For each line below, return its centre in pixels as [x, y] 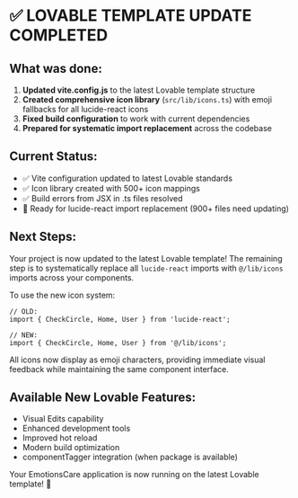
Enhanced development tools [76, 429]
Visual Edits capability [63, 419]
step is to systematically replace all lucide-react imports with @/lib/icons [146, 268]
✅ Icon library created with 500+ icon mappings [111, 188]
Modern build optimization [71, 448]
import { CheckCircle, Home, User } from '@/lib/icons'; [118, 342]
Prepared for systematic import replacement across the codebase [147, 128]
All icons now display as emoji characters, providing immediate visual [137, 360]
